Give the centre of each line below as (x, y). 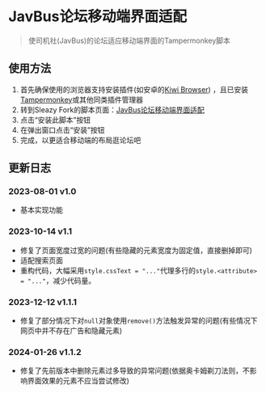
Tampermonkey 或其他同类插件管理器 (82, 99)
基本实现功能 (41, 210)
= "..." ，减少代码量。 (57, 281)
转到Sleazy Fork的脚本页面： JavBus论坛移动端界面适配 (112, 109)
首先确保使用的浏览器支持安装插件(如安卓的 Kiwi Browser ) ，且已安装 (134, 89)
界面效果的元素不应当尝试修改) (78, 381)
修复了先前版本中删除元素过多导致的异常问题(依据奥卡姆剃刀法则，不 (135, 371)
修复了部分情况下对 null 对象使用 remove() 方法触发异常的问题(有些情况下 (139, 321)
